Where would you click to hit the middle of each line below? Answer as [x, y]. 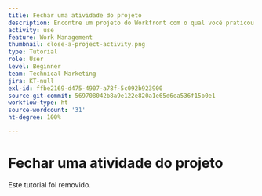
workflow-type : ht [38, 103]
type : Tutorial [33, 52]
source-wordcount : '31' [47, 111]
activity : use [31, 30]
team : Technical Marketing [52, 74]
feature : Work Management [50, 37]
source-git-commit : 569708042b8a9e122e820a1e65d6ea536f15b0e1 [112, 96]
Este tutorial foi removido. [50, 184]
